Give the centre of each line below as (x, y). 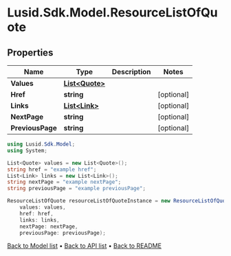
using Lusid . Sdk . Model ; (41, 144)
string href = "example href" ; (52, 170)
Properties (30, 53)
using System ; (27, 150)
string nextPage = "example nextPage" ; (64, 182)
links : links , (40, 220)
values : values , (43, 207)
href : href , (36, 213)
